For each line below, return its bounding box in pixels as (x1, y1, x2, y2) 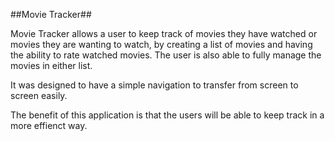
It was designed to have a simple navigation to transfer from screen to (10, 79, 299, 91)
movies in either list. (10, 60, 93, 71)
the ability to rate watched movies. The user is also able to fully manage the (10, 49, 322, 61)
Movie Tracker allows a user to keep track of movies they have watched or (10, 28, 318, 39)
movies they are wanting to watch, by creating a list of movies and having (10, 39, 313, 50)
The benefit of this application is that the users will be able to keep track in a (10, 109, 325, 121)
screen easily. (10, 90, 68, 101)
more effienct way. (10, 120, 88, 131)
